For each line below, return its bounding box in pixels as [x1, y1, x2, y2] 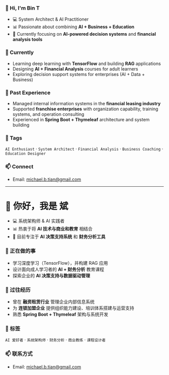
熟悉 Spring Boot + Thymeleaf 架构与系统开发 [12, 312, 109, 318]
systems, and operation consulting [12, 111, 84, 117]
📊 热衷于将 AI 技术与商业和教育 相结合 [12, 226, 93, 232]
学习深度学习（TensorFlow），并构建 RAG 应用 [12, 260, 108, 266]
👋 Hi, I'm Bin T [5, 5, 40, 12]
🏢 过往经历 [5, 286, 31, 293]
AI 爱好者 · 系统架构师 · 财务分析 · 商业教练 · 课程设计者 [5, 337, 106, 343]
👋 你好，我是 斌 [5, 200, 68, 212]
